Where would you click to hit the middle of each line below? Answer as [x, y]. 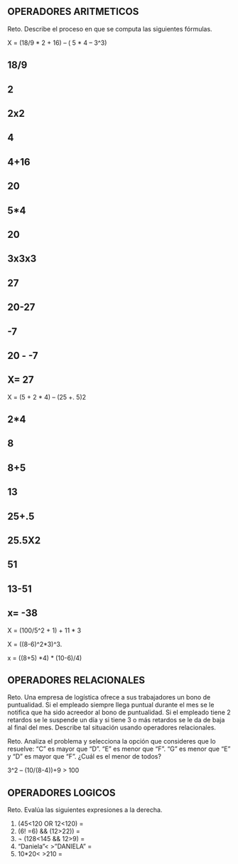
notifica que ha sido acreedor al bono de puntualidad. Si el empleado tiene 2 [119, 712]
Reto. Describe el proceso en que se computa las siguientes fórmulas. [110, 28]
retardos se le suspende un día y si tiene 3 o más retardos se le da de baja [116, 720]
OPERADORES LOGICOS [61, 792]
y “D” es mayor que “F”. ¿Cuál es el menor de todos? [85, 756]
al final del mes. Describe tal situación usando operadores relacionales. [112, 728]
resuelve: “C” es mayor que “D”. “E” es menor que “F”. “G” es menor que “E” [119, 749]
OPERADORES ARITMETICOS [73, 12]
